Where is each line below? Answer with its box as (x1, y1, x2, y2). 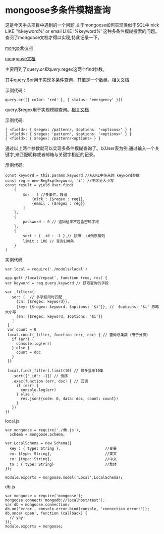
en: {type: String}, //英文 (9, 451, 117, 456)
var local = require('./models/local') (5, 267, 88, 271)
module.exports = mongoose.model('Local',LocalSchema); (5, 475, 123, 480)
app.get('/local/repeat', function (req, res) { (5, 275, 108, 280)
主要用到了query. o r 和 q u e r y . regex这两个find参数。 (5, 66, 108, 72)
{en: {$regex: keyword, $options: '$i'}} (16, 314, 103, 319)
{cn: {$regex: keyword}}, (16, 299, 70, 304)
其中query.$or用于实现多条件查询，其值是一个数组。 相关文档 (5, 77, 130, 83)
